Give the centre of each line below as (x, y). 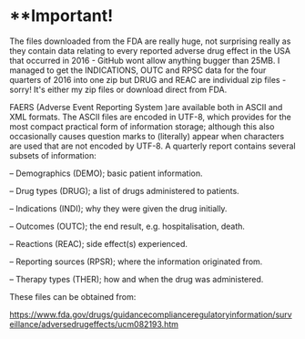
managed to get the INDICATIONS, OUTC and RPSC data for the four (138, 70)
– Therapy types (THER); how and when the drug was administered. (137, 279)
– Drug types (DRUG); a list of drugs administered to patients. (124, 190)
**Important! (61, 16)
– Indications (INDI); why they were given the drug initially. (118, 208)
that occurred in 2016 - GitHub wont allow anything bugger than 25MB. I (145, 60)
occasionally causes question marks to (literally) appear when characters (147, 136)
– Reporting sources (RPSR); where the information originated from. (136, 262)
